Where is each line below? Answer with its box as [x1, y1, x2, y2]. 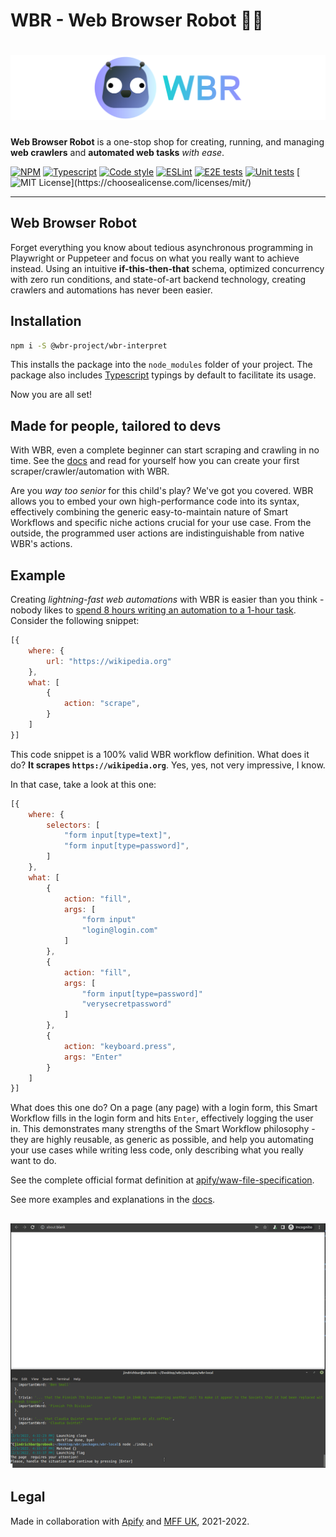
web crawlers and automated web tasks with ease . [10, 146, 225, 158]
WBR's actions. [10, 538, 73, 550]
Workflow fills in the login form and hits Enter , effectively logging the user [10, 1112, 314, 1124]
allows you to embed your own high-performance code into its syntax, [10, 495, 300, 508]
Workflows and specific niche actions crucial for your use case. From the [10, 517, 312, 529]
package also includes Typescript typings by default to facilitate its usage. [10, 369, 317, 381]
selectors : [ [46, 820, 101, 830]
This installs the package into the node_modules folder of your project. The [10, 359, 313, 371]
